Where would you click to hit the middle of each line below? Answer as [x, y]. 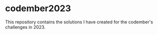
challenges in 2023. [25, 27]
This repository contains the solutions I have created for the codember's [79, 22]
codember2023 [38, 9]
